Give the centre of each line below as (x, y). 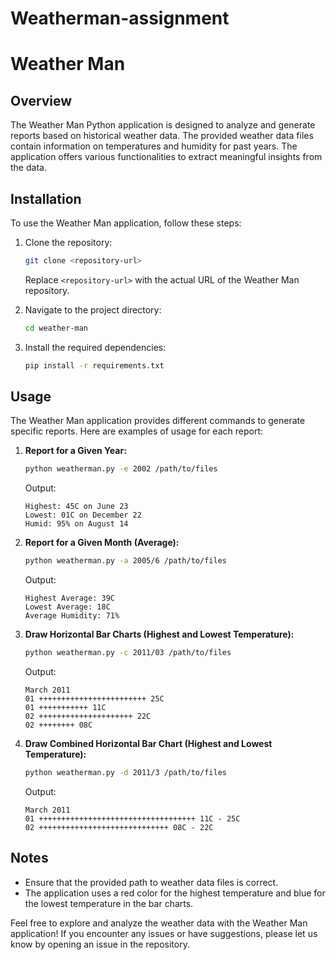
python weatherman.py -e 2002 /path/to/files (121, 469)
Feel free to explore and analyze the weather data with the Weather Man (159, 923)
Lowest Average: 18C (67, 607)
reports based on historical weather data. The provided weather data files (162, 136)
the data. (28, 168)
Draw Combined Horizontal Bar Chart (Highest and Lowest (148, 744)
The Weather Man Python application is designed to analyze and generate (163, 125)
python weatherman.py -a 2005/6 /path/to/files (125, 561)
